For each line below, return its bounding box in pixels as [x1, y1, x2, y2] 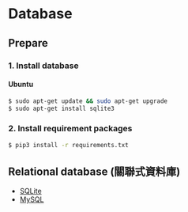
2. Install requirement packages [8, 123, 133, 134]
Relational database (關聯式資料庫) [8, 165, 181, 179]
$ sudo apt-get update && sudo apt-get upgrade [8, 97, 168, 105]
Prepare [8, 36, 49, 50]
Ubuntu [8, 80, 34, 89]
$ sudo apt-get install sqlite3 [8, 104, 115, 112]
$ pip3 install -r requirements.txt [8, 141, 129, 149]
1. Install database [8, 60, 79, 71]
